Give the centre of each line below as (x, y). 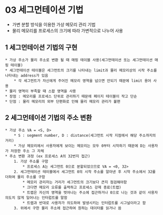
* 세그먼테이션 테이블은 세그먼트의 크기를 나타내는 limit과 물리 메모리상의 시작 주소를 (81, 70)
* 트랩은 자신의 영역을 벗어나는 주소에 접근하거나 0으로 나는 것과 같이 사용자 (90, 193)
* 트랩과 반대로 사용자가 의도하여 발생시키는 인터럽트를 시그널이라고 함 (84, 203)
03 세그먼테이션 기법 (44, 10)
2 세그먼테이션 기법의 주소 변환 (49, 118)
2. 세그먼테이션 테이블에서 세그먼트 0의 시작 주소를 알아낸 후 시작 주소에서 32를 (85, 172)
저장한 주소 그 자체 (27, 151)
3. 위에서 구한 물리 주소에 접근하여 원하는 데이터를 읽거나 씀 (68, 208)
